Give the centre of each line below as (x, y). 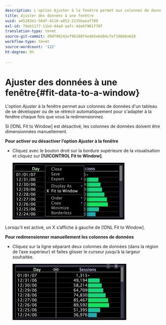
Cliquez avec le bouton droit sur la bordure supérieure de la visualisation (86, 151)
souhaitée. (23, 257)
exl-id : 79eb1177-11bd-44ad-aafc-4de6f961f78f (54, 26)
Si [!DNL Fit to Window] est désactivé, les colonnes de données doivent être (83, 126)
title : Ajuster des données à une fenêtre (49, 16)
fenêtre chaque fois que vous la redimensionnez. (55, 117)
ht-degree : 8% (20, 52)
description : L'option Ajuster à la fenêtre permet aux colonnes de (77, 10)
